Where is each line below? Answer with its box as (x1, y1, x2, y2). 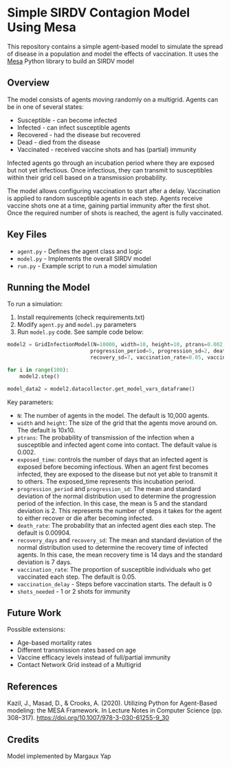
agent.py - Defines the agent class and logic (16, 247, 143, 255)
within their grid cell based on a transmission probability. (7, 173, 167, 181)
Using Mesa (7, 19, 77, 35)
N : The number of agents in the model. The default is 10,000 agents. (16, 411, 210, 419)
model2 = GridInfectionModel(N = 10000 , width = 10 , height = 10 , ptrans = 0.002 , (7, 341, 226, 348)
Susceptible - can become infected (16, 116, 118, 124)
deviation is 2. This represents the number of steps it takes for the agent (16, 506, 222, 515)
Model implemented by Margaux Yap (7, 752, 111, 760)
